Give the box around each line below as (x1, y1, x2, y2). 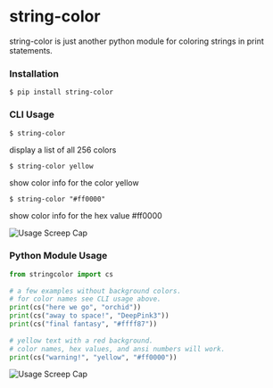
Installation (9, 67, 60, 79)
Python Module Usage (9, 250, 108, 262)
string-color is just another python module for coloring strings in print (9, 36, 265, 46)
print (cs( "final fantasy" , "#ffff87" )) (9, 319, 158, 329)
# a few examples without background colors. (9, 286, 181, 295)
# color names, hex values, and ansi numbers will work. (9, 344, 226, 353)
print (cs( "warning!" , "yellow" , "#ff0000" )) (9, 352, 178, 362)
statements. (9, 45, 54, 55)
